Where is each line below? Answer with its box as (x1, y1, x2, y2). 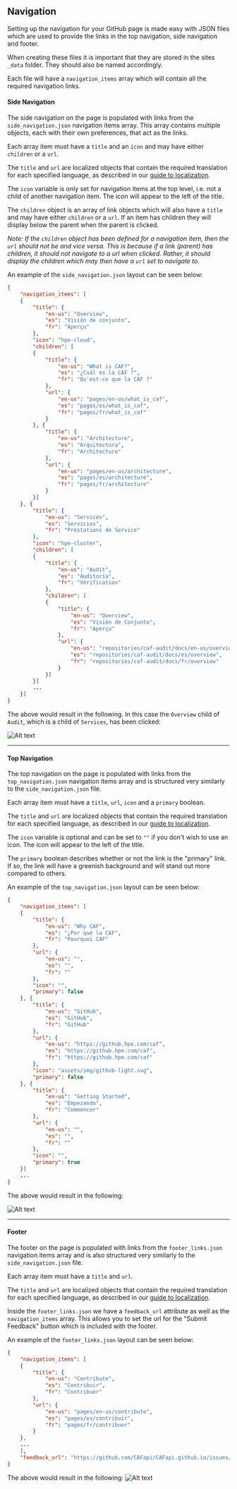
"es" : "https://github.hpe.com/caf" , (44, 1047, 157, 1055)
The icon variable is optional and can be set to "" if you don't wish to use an (7, 833, 229, 841)
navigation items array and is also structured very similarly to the (7, 1251, 195, 1259)
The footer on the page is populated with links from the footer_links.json (7, 1243, 223, 1251)
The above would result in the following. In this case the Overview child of (7, 710, 220, 719)
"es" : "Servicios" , (44, 520, 102, 528)
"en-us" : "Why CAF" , (44, 923, 106, 930)
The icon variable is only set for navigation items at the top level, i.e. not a (7, 185, 221, 193)
